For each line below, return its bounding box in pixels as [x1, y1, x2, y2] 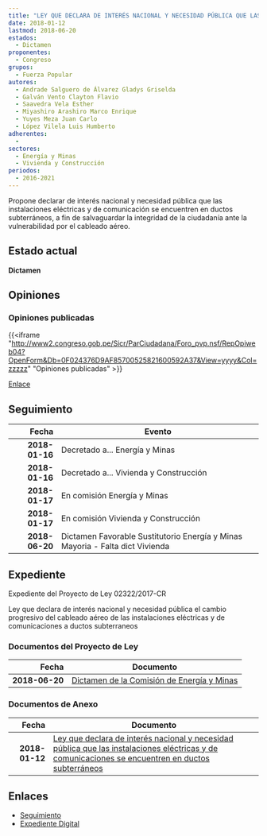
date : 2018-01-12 [8, 19, 66, 27]
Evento [144, 426, 172, 437]
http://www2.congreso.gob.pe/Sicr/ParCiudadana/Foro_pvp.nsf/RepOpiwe [11, 339, 256, 348]
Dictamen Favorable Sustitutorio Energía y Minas [60, 531, 242, 542]
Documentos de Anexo [8, 699, 99, 710]
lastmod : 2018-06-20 [8, 26, 77, 34]
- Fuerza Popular [15, 71, 73, 79]
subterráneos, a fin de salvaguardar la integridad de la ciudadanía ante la [8, 212, 248, 223]
